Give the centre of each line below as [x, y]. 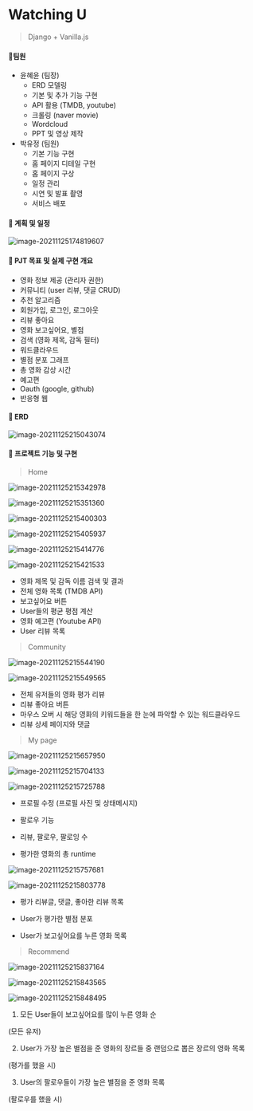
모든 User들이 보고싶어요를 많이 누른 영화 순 [88, 1014]
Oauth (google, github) [57, 388]
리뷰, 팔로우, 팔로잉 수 [54, 837]
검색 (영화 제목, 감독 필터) [59, 340]
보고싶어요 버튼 [43, 601]
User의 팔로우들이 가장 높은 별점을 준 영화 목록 [92, 1081]
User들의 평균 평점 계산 [56, 611]
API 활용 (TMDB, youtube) [74, 105]
